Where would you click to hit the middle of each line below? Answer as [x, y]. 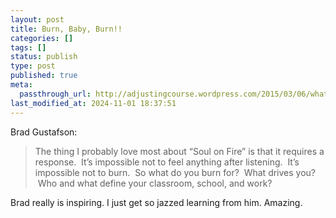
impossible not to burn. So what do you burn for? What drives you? [175, 172]
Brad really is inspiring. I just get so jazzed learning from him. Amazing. [156, 202]
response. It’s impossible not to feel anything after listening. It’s [167, 162]
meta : [21, 85]
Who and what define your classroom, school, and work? [155, 183]
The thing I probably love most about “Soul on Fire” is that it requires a [179, 151]
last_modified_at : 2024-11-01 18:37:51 [93, 103]
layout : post [37, 19]
